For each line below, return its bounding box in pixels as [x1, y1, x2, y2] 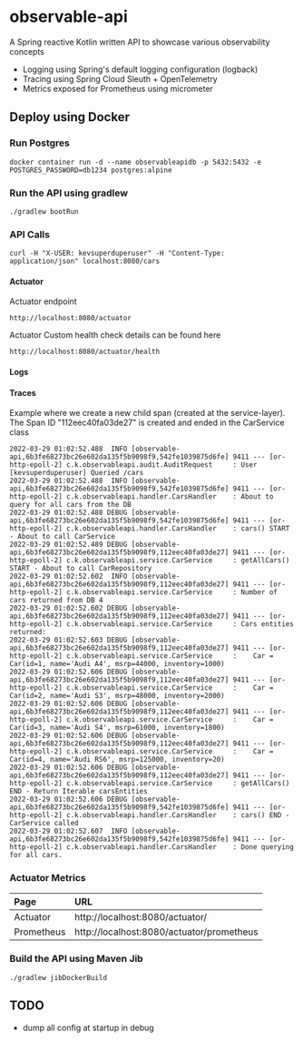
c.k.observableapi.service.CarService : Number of [66, 588, 279, 597]
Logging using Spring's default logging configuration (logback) [22, 64, 259, 75]
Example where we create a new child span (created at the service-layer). [9, 408, 286, 419]
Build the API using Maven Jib [9, 953, 143, 966]
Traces [9, 387, 36, 398]
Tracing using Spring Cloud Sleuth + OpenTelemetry [22, 73, 218, 84]
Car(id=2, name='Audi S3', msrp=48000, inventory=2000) [9, 692, 225, 701]
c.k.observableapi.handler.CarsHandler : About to [66, 492, 274, 501]
